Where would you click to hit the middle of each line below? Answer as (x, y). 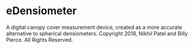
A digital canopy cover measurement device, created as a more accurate (94, 27)
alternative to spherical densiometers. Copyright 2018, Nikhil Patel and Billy (97, 33)
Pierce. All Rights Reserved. (40, 40)
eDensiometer (41, 11)
